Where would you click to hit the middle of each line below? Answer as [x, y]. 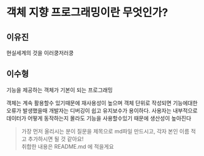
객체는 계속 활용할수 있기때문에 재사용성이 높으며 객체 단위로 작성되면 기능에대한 [102, 103]
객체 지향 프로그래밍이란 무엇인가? [87, 13]
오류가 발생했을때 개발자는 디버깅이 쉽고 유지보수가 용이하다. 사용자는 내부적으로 [102, 110]
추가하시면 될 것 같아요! [56, 139]
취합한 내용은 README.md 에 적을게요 [68, 146]
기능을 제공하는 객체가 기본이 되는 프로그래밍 [60, 90]
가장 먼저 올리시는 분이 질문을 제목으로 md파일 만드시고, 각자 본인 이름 [105, 131]
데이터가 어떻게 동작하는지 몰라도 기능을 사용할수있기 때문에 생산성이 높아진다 [99, 118]
